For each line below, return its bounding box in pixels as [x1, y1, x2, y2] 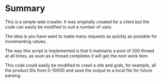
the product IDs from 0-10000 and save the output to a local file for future [5, 67, 153, 73]
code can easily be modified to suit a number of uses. [5, 24, 113, 29]
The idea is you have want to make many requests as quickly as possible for [5, 33, 158, 39]
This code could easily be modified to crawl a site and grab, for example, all [5, 62, 156, 68]
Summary [5, 3, 45, 14]
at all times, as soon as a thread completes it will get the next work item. [5, 53, 149, 58]
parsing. [5, 72, 22, 78]
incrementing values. [5, 38, 47, 44]
